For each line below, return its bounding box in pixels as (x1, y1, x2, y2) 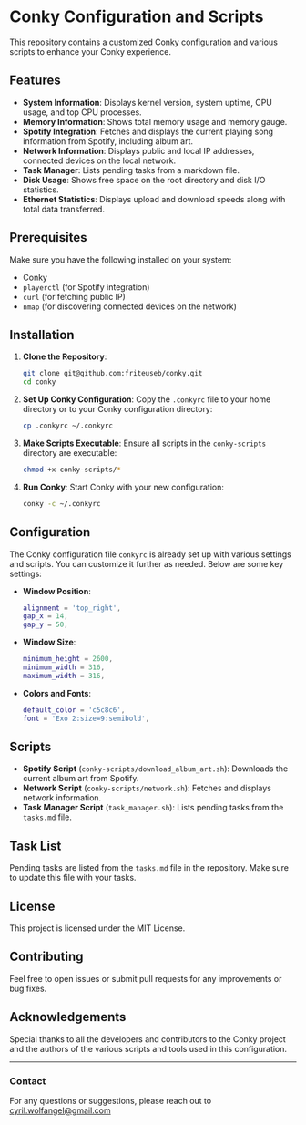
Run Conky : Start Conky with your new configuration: (22, 481, 225, 492)
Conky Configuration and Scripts (9, 6, 264, 27)
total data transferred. (22, 203, 105, 214)
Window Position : (22, 585, 91, 596)
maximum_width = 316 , (22, 671, 106, 680)
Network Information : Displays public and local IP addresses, (22, 145, 255, 156)
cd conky (22, 377, 56, 387)
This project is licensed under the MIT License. (9, 923, 186, 934)
